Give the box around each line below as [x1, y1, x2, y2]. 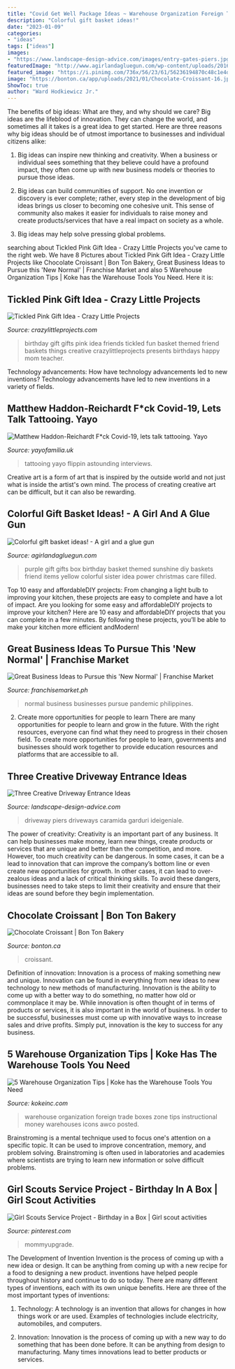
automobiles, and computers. [17, 1319, 102, 1328]
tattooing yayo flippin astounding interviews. [24, 459, 152, 467]
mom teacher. [24, 354, 65, 362]
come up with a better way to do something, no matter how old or [7, 991, 196, 999]
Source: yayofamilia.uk [7, 446, 74, 454]
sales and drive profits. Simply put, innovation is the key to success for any [7, 1021, 223, 1029]
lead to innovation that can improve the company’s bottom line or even [7, 860, 210, 868]
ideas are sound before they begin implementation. [7, 889, 155, 898]
